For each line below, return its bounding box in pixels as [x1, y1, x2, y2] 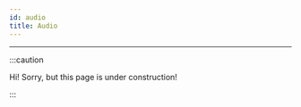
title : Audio [9, 21, 58, 30]
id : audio [9, 12, 47, 22]
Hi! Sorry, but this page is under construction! [9, 71, 177, 82]
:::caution [9, 54, 45, 65]
